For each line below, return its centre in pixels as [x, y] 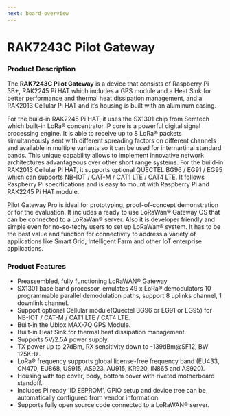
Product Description [42, 69]
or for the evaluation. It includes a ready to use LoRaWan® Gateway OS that [114, 212]
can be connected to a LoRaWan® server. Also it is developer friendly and [111, 219]
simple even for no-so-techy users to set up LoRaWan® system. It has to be [114, 227]
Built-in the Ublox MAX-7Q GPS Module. [74, 325]
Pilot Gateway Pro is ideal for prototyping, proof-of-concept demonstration [113, 205]
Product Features [37, 267]
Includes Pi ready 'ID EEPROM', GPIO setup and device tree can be [111, 391]
